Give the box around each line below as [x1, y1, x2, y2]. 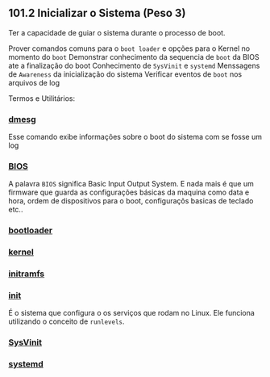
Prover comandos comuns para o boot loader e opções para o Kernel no [8, 44, 251, 53]
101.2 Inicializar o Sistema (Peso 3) [8, 6, 186, 20]
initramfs [8, 268, 45, 279]
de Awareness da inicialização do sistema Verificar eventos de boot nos [8, 69, 243, 79]
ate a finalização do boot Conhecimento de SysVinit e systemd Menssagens [8, 61, 260, 70]
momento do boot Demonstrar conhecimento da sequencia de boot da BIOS [8, 52, 260, 61]
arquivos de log [8, 77, 60, 87]
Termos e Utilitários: [8, 93, 75, 103]
